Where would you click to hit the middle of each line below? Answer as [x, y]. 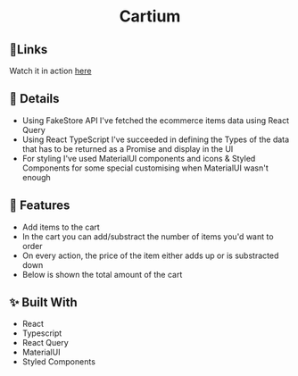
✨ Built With [43, 302]
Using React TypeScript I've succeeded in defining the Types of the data [156, 139]
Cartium [150, 17]
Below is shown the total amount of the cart [102, 274]
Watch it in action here [50, 71]
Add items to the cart [61, 227]
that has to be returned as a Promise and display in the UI [128, 148]
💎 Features [40, 206]
